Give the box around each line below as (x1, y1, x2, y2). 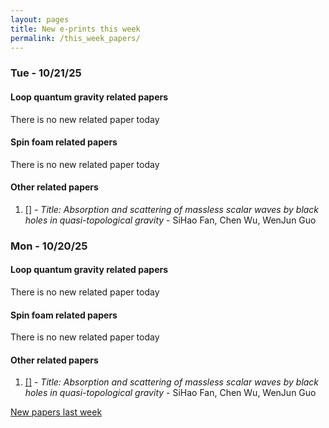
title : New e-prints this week (10, 24, 141, 34)
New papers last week (10, 406, 103, 418)
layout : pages (10, 14, 70, 25)
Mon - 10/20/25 (10, 239, 88, 253)
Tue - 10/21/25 (10, 66, 82, 80)
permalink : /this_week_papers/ (10, 33, 141, 43)
